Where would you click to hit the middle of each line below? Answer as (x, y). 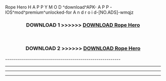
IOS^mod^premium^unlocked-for (39, 12)
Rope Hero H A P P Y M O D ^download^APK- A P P (57, 7)
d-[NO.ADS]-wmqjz (114, 12)
